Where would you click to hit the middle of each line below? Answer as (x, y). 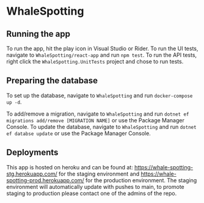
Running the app (38, 34)
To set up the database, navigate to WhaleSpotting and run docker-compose (100, 95)
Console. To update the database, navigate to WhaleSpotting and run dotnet (101, 127)
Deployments (32, 153)
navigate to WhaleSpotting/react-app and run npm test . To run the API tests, (102, 55)
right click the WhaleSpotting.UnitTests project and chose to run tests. (95, 61)
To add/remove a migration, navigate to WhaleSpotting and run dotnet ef (98, 114)
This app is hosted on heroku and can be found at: (70, 167)
